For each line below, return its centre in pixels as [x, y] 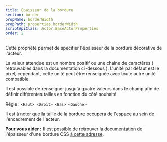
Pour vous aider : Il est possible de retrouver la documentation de [74, 129]
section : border [22, 15]
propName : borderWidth [29, 19]
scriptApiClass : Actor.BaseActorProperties [52, 29]
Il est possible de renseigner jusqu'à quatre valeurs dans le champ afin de [82, 89]
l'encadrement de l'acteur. [33, 119]
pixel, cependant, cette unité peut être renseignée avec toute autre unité [80, 74]
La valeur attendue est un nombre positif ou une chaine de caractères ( [79, 63]
